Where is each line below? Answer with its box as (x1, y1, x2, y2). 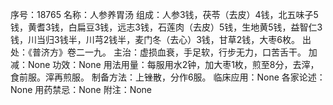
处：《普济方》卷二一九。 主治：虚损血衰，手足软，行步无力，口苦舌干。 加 (10, 46, 318, 58)
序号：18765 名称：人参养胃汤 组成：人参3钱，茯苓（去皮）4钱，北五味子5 (10, 9, 319, 20)
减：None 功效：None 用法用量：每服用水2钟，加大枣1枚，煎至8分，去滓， (10, 59, 320, 70)
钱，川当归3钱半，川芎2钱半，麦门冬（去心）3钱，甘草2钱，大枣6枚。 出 (10, 34, 312, 45)
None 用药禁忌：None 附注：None (10, 84, 153, 95)
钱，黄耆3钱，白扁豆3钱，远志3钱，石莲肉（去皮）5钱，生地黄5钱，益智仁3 (10, 21, 323, 33)
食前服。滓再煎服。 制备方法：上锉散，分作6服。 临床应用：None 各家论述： (10, 71, 326, 83)
